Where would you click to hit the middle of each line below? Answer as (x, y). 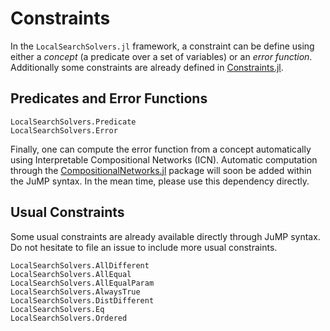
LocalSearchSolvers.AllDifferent (80, 265)
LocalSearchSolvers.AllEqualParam (82, 283)
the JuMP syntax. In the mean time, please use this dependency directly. (160, 181)
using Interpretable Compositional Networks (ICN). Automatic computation (164, 159)
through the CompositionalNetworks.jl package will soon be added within (161, 170)
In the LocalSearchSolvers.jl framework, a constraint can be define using (162, 46)
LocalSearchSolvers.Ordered (69, 318)
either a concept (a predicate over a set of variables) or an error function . (161, 56)
